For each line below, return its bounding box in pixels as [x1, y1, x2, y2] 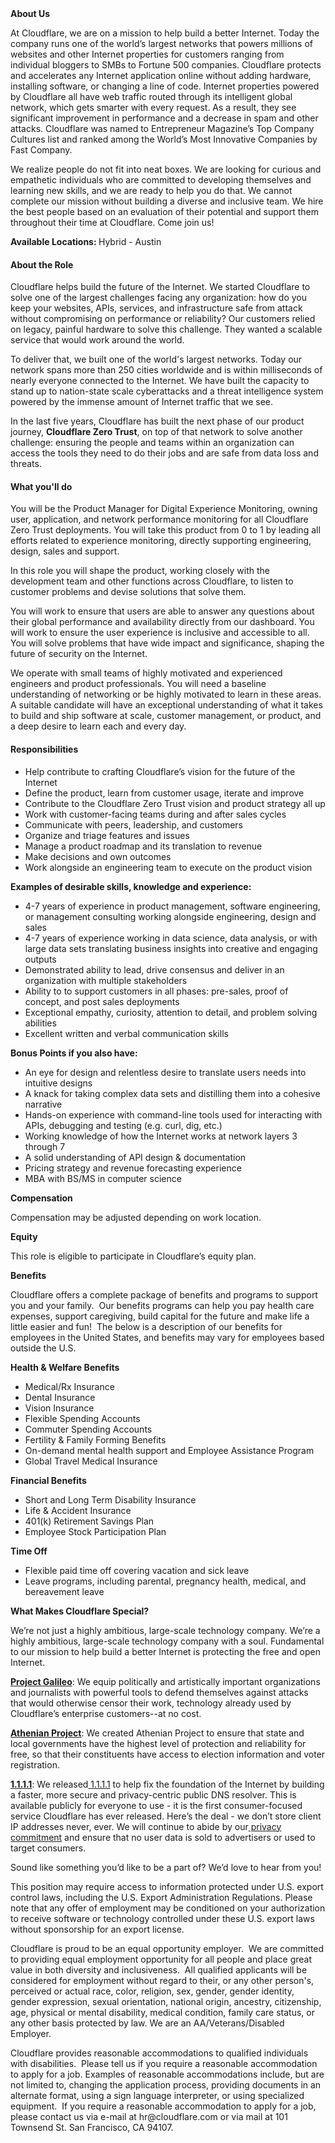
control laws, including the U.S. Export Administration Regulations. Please [10, 1891, 313, 1903]
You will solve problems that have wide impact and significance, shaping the [10, 637, 325, 649]
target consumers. [10, 1842, 87, 1854]
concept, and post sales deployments [24, 995, 180, 1007]
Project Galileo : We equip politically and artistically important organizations [10, 1675, 321, 1687]
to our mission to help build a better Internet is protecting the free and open [10, 1645, 321, 1657]
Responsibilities [10, 743, 79, 755]
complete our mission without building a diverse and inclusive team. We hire [10, 195, 324, 207]
